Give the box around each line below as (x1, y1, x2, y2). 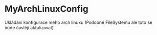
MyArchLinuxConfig (4, 3, 89, 15)
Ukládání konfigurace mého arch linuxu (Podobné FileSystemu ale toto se (4, 19, 153, 25)
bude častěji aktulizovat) (4, 24, 54, 30)
